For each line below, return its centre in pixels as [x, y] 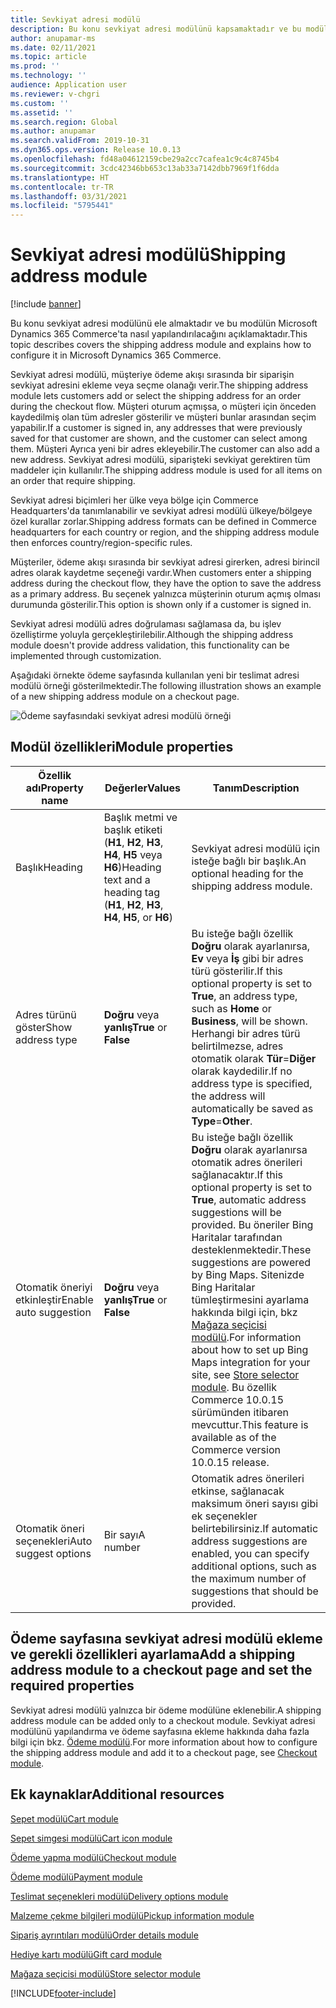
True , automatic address [249, 1199]
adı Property [54, 788]
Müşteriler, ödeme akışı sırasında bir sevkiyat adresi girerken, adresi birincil [165, 562]
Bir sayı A [124, 1534]
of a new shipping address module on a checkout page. [125, 697]
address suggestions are [249, 1541]
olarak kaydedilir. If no [242, 1071]
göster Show [44, 1027]
